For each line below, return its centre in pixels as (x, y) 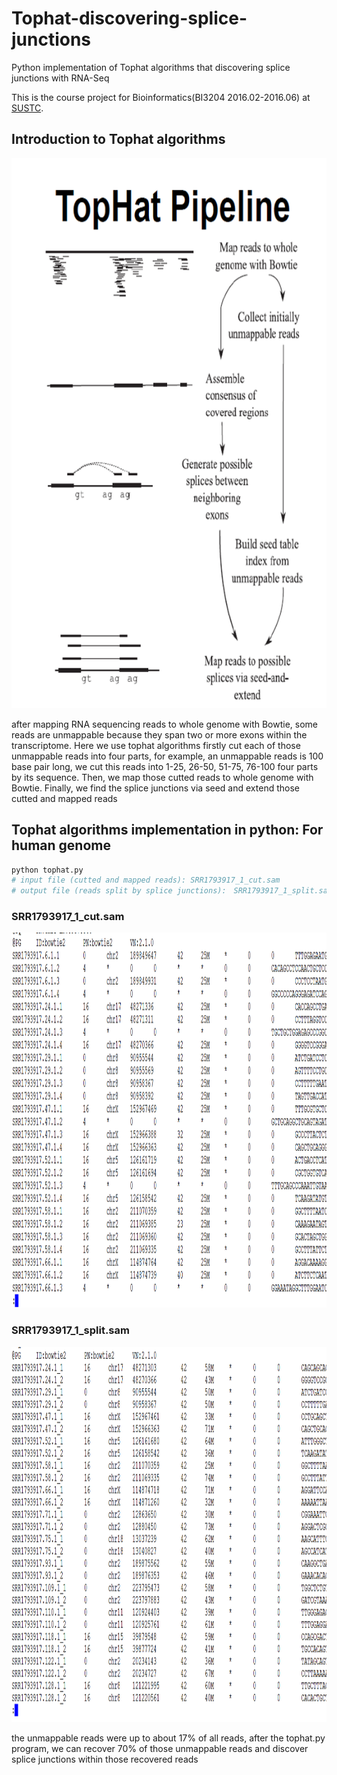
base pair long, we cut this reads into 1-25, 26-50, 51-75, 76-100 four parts (165, 766)
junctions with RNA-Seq (60, 78)
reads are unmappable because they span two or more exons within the (159, 734)
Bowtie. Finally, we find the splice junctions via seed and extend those (155, 788)
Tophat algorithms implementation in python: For (167, 830)
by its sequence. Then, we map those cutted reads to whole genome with (162, 777)
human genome (61, 845)
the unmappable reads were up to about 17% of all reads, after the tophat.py (168, 1738)
